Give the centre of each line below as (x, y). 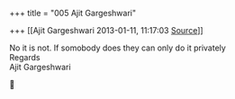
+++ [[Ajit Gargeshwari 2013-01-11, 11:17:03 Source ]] (107, 30)
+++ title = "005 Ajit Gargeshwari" (73, 13)
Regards (25, 57)
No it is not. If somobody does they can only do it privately (118, 48)
